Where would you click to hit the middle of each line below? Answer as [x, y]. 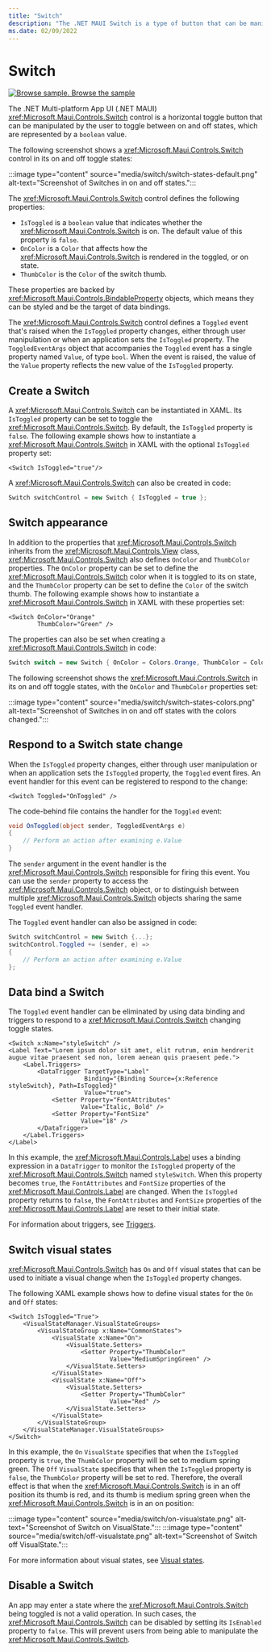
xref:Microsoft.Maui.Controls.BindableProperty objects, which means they [131, 299]
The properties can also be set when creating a [87, 639]
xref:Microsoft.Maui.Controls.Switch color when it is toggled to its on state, [132, 576]
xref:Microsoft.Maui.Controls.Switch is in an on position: [101, 1503]
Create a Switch [49, 391]
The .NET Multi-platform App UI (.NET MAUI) [83, 109]
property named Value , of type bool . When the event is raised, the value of [132, 357]
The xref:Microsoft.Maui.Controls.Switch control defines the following [124, 199]
